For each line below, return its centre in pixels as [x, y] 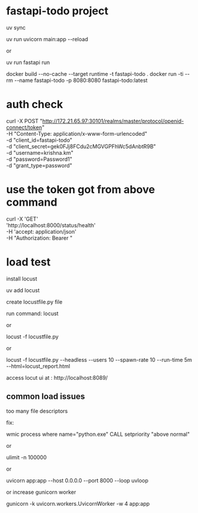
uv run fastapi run [28, 62]
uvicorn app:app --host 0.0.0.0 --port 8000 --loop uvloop [77, 480]
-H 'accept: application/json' [41, 231]
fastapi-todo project [57, 11]
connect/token [24, 127]
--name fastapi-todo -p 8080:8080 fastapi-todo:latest [81, 80]
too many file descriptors [37, 411]
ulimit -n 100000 [26, 457]
